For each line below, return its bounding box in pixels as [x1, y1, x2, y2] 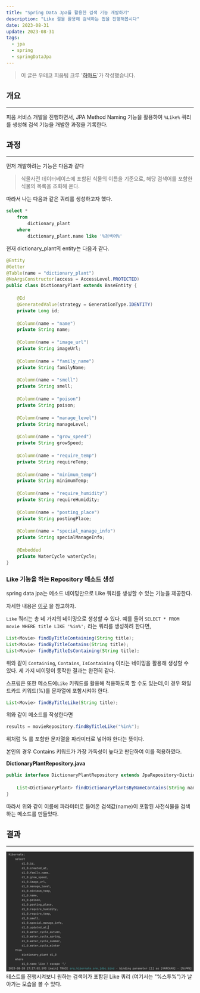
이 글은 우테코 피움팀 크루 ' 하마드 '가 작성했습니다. [20, 72, 136, 79]
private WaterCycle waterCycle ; [17, 553, 97, 559]
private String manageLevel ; [17, 421, 89, 427]
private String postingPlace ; [17, 515, 92, 522]
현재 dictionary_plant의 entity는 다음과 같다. [6, 245, 110, 252]
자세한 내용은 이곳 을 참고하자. [6, 602, 76, 609]
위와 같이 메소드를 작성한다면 [6, 711, 73, 718]
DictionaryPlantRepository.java [6, 760, 86, 767]
